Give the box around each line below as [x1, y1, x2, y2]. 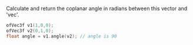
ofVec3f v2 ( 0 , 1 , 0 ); [6, 27, 54, 34]
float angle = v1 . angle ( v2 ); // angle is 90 [6, 33, 117, 39]
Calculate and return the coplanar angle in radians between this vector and [6, 5, 188, 12]
